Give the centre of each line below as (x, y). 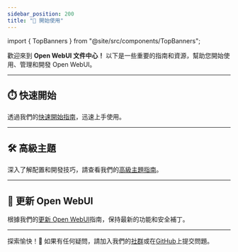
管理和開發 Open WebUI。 (58, 64)
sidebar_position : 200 (41, 14)
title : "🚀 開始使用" (35, 21)
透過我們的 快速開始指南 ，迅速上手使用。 (66, 117)
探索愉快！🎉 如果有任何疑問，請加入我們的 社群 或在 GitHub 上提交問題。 (110, 241)
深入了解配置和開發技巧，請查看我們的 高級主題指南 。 (85, 170)
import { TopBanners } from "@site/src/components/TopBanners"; (104, 40)
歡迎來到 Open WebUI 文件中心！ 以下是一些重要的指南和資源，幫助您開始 (116, 55)
